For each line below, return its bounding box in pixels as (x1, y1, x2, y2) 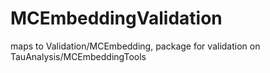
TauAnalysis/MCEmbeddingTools (10, 50, 147, 62)
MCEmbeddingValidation (10, 7, 223, 30)
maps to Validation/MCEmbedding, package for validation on (10, 40, 261, 52)
